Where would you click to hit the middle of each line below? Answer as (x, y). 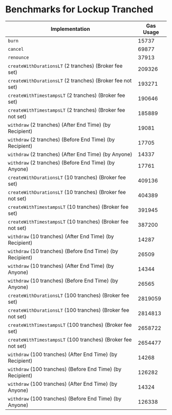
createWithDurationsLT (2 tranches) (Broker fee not (70, 81)
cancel (16, 49)
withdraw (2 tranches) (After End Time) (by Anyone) (70, 154)
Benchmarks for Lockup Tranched (79, 9)
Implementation (71, 29)
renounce (18, 57)
